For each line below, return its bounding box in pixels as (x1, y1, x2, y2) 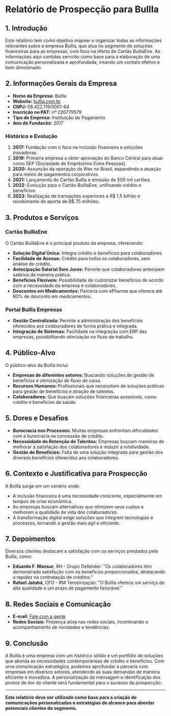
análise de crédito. (12, 261, 52, 267)
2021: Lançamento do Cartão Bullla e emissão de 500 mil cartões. (12, 177, 152, 183)
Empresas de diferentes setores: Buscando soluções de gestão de (12, 372, 154, 378)
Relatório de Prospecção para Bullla (5, 4, 159, 15)
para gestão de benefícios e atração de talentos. (12, 388, 115, 394)
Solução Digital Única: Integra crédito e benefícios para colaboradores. (12, 250, 163, 256)
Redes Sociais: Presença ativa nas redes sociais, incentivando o (12, 619, 149, 625)
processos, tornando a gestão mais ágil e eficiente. (12, 520, 121, 526)
